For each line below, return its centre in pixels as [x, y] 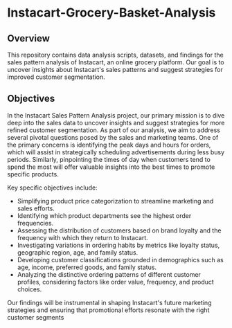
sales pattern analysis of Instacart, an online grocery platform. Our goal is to [116, 62]
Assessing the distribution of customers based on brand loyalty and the [119, 230]
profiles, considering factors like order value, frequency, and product [116, 282]
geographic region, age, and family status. [78, 252]
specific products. [33, 174]
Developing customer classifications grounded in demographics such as [120, 259]
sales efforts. [36, 208]
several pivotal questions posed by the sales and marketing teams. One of [113, 137]
